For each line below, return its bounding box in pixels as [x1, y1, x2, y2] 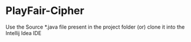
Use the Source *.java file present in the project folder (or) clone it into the [5, 23, 185, 30]
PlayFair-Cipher [5, 4, 85, 17]
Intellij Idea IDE [5, 29, 42, 36]
